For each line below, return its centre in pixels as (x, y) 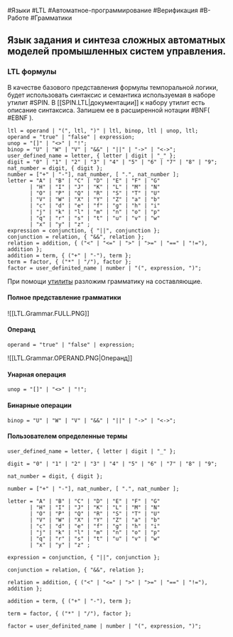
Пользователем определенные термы (67, 436)
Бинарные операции (40, 405)
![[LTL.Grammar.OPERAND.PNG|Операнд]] (70, 358)
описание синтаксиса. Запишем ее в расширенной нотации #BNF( (109, 110)
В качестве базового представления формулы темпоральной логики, (113, 87)
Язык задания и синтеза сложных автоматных (116, 40)
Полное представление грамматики (64, 297)
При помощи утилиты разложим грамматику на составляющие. (105, 281)
